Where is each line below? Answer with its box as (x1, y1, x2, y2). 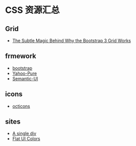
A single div (12, 131, 37, 137)
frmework (5, 52, 36, 60)
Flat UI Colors (12, 136, 41, 142)
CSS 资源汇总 (5, 4, 60, 16)
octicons (12, 103, 31, 109)
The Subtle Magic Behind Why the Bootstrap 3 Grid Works (12, 38, 131, 44)
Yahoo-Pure (12, 70, 37, 76)
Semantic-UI (12, 75, 38, 82)
